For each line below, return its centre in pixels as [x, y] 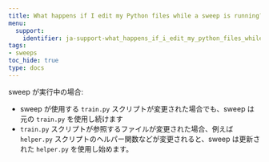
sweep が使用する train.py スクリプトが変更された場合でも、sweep [132, 108]
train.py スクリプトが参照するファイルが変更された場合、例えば [126, 128]
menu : [17, 23]
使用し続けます [98, 119]
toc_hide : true [34, 61]
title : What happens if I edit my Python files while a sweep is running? [136, 16]
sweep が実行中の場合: [46, 91]
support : [30, 30]
